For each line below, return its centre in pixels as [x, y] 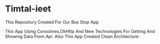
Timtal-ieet [28, 9]
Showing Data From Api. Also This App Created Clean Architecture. [72, 36]
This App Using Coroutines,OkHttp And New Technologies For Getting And [80, 31]
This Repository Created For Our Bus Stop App [52, 22]
